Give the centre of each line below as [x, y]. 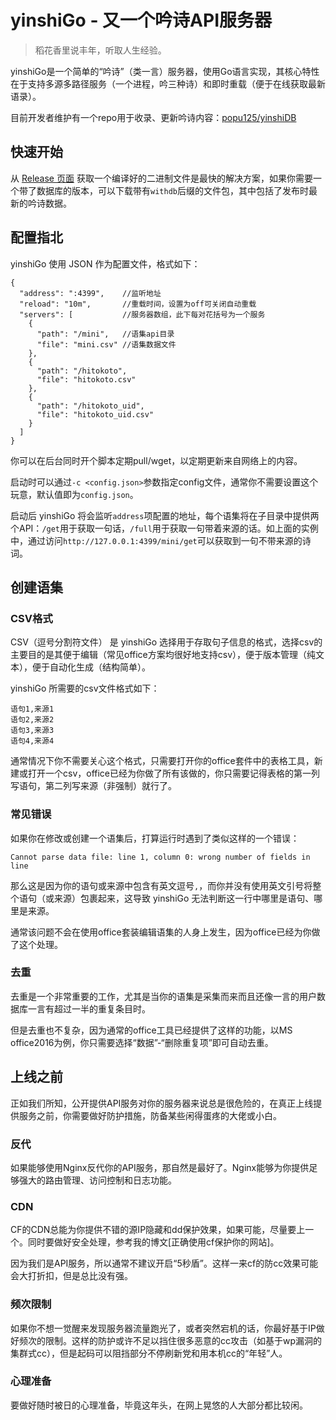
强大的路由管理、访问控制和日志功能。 [97, 1180]
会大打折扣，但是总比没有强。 [71, 1276]
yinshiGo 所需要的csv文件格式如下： [85, 688]
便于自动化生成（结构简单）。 [91, 667]
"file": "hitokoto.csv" [86, 379]
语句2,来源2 [32, 720]
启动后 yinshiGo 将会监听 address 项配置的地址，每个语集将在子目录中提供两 [165, 515]
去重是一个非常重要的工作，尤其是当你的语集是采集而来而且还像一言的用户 [163, 996]
